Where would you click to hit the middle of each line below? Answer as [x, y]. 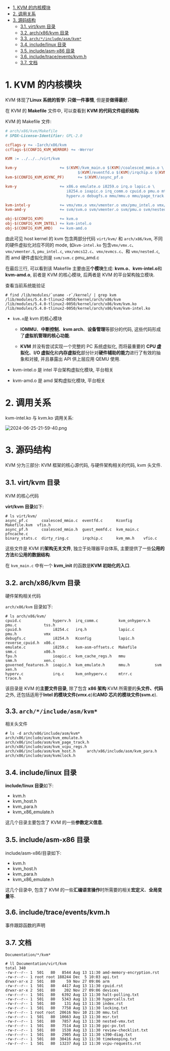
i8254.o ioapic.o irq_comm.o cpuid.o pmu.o [113, 191]
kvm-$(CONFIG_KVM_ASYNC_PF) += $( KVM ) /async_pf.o [64, 177]
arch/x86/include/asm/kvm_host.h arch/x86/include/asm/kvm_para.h [81, 752]
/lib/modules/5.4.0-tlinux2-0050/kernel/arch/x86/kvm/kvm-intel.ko [78, 308]
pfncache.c [17, 534]
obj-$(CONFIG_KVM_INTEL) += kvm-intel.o [49, 224]
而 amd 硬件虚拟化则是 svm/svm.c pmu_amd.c [52, 257]
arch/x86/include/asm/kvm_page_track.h [47, 742]
